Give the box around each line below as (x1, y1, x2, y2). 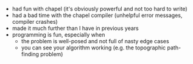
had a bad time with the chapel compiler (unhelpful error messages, (12, 12, 183, 19)
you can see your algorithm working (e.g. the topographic (21, 44, 166, 51)
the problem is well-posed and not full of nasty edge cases (21, 38, 169, 44)
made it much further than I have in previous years (12, 24, 139, 32)
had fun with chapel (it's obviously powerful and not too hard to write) (12, 5, 188, 12)
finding (21, 51, 40, 57)
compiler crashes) (12, 18, 58, 25)
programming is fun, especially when (12, 31, 105, 38)
